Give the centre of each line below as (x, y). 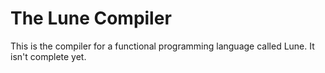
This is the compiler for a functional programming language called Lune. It (162, 46)
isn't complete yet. (48, 56)
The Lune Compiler (91, 18)
